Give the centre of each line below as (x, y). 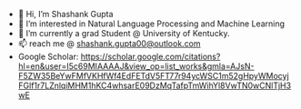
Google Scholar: (48, 56)
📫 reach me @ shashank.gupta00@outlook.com (110, 44)
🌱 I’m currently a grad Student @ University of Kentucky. (124, 33)
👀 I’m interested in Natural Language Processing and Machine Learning (151, 24)
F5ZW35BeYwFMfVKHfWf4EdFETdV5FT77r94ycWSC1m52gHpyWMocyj (153, 76)
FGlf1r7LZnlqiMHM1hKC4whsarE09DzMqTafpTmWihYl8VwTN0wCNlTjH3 (155, 85)
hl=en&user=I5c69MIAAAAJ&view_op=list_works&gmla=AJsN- (136, 66)
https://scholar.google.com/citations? (150, 56)
